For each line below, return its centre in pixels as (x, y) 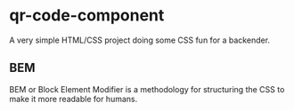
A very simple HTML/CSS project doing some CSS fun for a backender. (139, 40)
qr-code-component (87, 16)
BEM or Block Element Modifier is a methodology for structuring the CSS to (147, 89)
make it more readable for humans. (73, 99)
